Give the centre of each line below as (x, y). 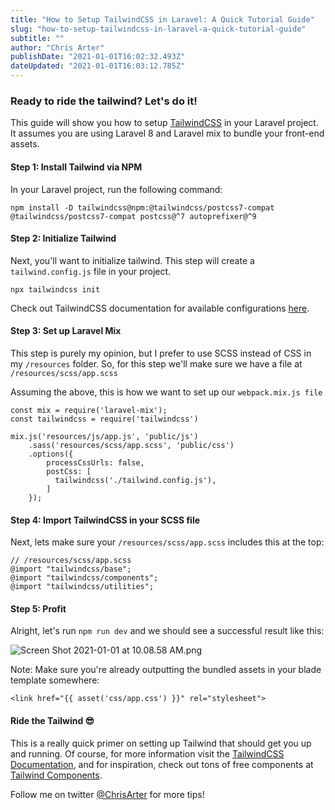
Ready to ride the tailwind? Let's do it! (104, 101)
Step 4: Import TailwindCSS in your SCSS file (105, 520)
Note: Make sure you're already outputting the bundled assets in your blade (166, 670)
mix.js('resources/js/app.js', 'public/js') (104, 436)
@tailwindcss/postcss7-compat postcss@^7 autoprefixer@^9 (133, 216)
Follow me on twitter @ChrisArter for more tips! (107, 794)
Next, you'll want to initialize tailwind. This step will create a (132, 260)
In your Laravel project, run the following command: (116, 189)
